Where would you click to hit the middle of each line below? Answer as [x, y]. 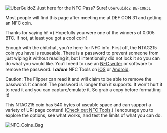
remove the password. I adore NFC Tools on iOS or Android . [67, 69]
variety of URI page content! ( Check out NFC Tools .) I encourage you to [79, 110]
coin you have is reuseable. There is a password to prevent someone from [82, 53]
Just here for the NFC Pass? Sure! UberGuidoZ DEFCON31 [94, 8]
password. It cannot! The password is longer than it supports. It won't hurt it [84, 84]
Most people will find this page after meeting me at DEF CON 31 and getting [83, 17]
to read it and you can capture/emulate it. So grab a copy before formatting [83, 90]
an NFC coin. [19, 23]
